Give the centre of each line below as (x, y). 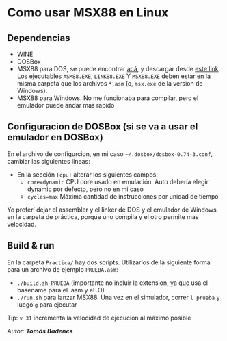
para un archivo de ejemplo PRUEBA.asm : (63, 269)
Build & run (31, 245)
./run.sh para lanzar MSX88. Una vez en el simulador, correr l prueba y (118, 297)
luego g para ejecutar (47, 304)
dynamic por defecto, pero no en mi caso (85, 189)
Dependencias (39, 38)
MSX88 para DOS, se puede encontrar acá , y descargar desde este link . (119, 69)
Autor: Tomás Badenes (40, 331)
